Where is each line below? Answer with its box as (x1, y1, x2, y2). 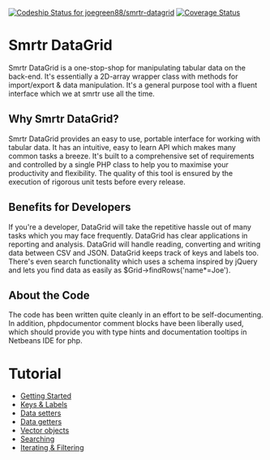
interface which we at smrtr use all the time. (8, 88, 156, 98)
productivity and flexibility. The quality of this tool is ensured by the (8, 168, 234, 178)
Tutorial (8, 364, 62, 383)
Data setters (19, 408, 62, 418)
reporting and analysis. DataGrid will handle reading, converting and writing (8, 239, 261, 249)
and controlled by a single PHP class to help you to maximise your (8, 159, 229, 170)
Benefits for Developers (8, 200, 131, 214)
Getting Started (19, 391, 71, 401)
